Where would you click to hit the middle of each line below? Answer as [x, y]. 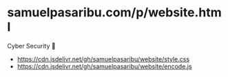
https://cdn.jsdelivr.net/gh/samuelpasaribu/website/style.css [103, 59]
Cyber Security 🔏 [32, 46]
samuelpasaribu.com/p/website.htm [114, 13]
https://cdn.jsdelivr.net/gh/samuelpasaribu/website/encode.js [104, 66]
